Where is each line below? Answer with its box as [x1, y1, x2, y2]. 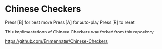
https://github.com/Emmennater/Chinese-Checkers [5, 38, 108, 44]
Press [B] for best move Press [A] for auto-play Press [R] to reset [5, 19, 135, 25]
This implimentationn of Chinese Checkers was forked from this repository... [5, 29, 158, 34]
